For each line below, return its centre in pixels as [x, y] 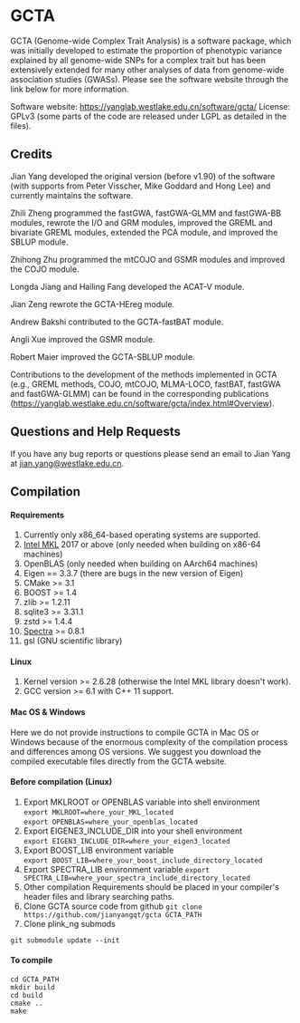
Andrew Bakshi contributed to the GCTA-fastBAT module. [117, 322]
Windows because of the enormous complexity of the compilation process [149, 742]
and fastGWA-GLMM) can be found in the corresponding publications [140, 393]
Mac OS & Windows [48, 711]
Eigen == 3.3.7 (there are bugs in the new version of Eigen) [133, 574]
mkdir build [33, 987]
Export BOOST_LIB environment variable [98, 850]
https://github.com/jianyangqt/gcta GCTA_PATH [112, 915]
